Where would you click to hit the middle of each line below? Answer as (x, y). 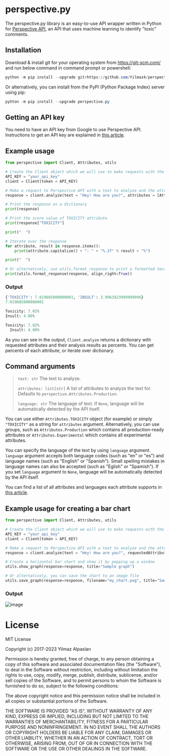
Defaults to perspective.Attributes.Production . (68, 394)
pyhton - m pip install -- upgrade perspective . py (57, 102)
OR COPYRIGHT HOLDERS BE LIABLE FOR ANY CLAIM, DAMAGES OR (78, 733)
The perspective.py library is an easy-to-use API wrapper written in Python (83, 23)
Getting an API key (35, 117)
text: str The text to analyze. (49, 379)
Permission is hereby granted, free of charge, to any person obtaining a (80, 659)
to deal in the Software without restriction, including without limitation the (81, 670)
